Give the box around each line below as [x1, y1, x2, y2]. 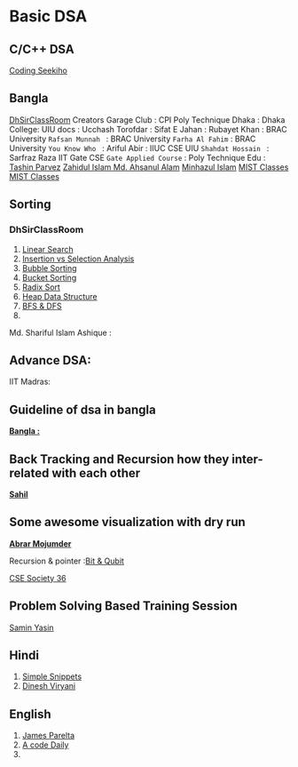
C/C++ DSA [9, 42, 74, 57]
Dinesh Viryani [21, 681, 76, 691]
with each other [51, 465, 141, 481]
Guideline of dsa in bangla [9, 402, 157, 417]
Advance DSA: [9, 353, 91, 368]
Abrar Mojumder [9, 538, 72, 548]
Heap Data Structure [21, 291, 98, 301]
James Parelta [21, 731, 75, 741]
